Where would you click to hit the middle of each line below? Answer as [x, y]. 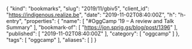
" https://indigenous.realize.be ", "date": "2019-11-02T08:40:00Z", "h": [92, 15]
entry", [14, 21]
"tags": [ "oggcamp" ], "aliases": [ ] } [51, 40]
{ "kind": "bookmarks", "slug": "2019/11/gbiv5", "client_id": [78, 9]
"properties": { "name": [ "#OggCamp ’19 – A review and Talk [99, 21]
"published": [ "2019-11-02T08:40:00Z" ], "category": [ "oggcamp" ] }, [93, 34]
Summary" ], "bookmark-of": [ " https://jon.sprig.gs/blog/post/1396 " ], [92, 27]
